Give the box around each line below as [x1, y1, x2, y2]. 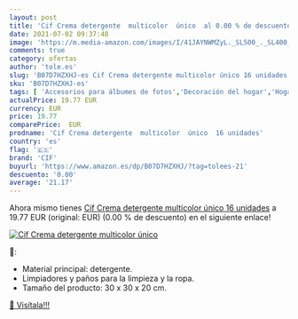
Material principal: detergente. [21, 264, 133, 275]
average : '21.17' [9, 179, 74, 187]
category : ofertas [9, 54, 77, 63]
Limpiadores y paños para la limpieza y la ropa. [21, 273, 195, 284]
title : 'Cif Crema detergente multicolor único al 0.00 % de [9, 21, 252, 30]
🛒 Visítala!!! [9, 299, 51, 311]
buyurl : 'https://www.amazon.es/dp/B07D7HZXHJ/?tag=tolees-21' [9, 162, 248, 171]
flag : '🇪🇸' [9, 145, 53, 154]
